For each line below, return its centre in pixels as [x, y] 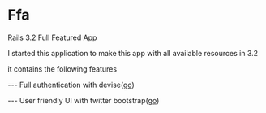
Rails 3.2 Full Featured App [52, 37]
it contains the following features [62, 69]
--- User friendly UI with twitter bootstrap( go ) [84, 100]
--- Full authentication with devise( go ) [71, 85]
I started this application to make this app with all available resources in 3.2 [133, 53]
